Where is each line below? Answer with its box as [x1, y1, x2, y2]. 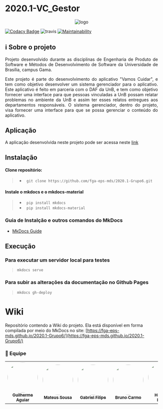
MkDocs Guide [12, 228, 42, 234]
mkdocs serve [16, 268, 44, 273]
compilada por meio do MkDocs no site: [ [5, 327, 87, 333]
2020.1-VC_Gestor [5, 3, 80, 14]
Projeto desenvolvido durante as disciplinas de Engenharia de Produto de [5, 56, 158, 62]
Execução [5, 242, 36, 250]
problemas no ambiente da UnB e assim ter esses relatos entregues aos [5, 97, 158, 103]
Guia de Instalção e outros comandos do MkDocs [5, 217, 123, 224]
